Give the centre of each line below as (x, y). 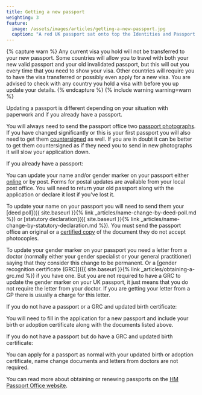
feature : (17, 23)
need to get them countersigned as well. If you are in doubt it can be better (99, 139)
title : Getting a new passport (46, 12)
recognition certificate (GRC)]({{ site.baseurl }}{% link (73, 269)
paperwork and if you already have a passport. (64, 115)
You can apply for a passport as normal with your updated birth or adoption (100, 355)
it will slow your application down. (48, 152)
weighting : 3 (23, 18)
